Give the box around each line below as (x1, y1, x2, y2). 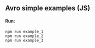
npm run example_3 (5, 37, 43, 43)
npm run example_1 (5, 29, 43, 34)
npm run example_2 (5, 33, 43, 38)
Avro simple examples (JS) (5, 4, 90, 12)
